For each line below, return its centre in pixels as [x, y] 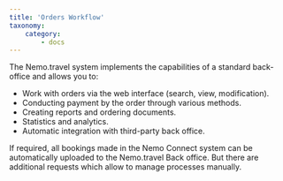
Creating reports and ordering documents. [99, 112]
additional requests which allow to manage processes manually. [125, 167]
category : [43, 34]
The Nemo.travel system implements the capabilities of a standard [130, 67]
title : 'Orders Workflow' [57, 17]
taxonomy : [27, 26]
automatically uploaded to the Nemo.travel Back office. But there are [134, 158]
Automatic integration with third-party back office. [113, 131]
